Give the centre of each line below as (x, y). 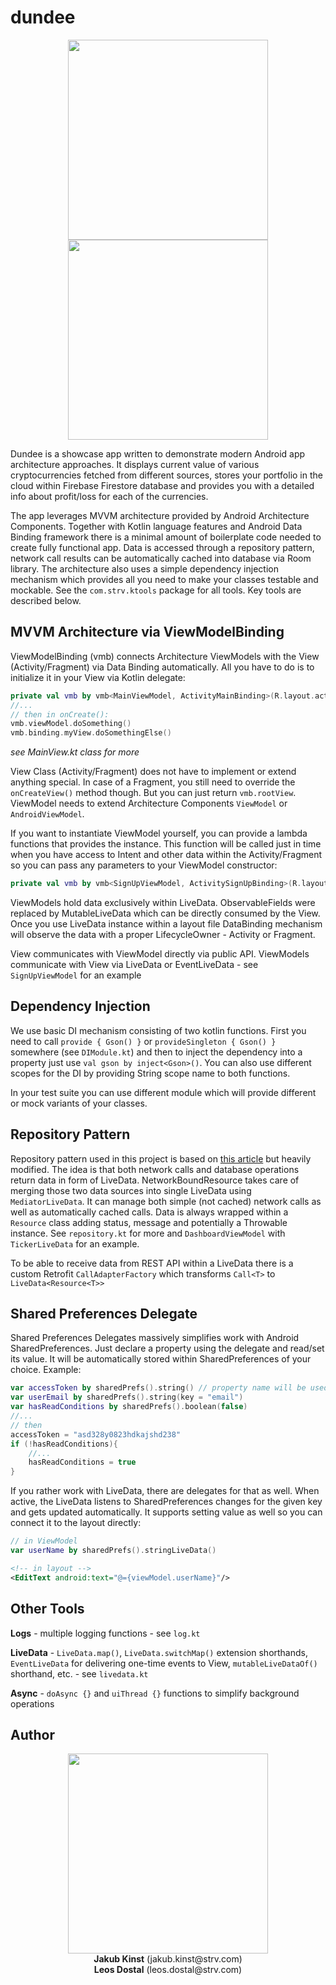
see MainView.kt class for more (75, 752)
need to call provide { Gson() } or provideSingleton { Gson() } (143, 1041)
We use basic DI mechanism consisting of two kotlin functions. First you (158, 1030)
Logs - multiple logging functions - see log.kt (105, 1633)
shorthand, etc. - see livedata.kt (79, 1673)
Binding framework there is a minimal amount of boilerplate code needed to (166, 537)
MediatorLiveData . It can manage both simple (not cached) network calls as (166, 1201)
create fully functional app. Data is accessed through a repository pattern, (162, 547)
